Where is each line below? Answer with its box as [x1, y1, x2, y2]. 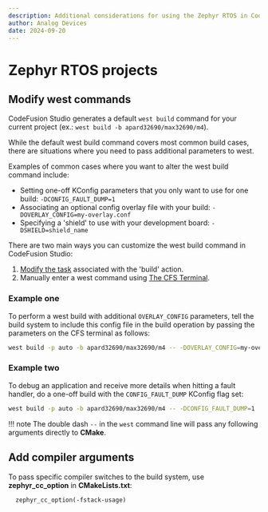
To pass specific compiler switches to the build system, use [8, 472, 205, 482]
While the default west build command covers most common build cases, [8, 137, 250, 148]
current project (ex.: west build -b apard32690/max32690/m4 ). [8, 122, 209, 132]
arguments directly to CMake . [8, 427, 106, 437]
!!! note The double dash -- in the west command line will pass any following [8, 419, 258, 428]
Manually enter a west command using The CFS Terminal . [19, 273, 210, 283]
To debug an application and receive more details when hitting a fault [8, 380, 236, 390]
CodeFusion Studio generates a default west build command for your [8, 113, 237, 124]
